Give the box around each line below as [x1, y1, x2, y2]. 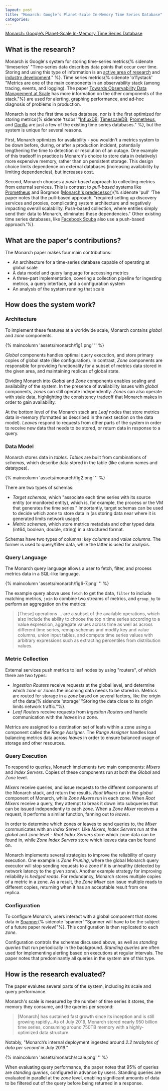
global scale [12, 265, 38, 270]
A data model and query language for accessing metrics [12, 270, 129, 276]
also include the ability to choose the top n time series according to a [17, 616, 160, 622]
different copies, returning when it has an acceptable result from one [5, 884, 147, 890]
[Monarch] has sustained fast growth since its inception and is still [17, 1013, 154, 1020]
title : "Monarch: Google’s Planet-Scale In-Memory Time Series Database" [5, 12, 163, 17]
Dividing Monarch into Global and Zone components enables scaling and [5, 378, 155, 384]
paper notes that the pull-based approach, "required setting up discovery [5, 195, 157, 201]
